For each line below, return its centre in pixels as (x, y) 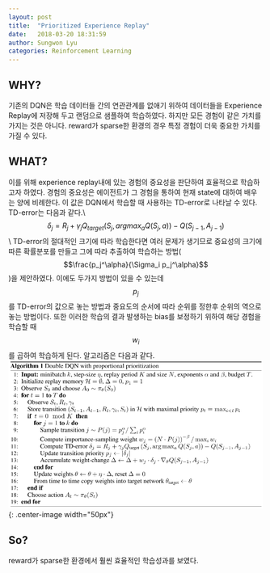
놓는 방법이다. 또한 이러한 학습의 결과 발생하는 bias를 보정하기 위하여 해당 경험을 (135, 317)
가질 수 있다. (28, 135)
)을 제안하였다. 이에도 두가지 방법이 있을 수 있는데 (86, 278)
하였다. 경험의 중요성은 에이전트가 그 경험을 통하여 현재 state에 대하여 (133, 192)
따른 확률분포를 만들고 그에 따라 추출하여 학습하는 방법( (95, 251)
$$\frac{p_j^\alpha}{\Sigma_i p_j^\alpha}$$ (136, 264)
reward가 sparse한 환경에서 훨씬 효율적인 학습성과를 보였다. (103, 561)
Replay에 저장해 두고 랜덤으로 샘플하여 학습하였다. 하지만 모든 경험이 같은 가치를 (135, 115)
